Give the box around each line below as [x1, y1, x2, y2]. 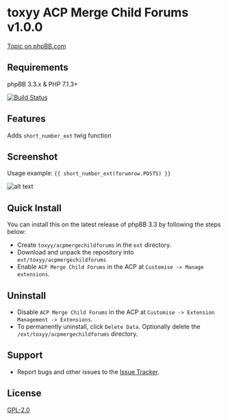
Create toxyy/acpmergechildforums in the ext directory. [16, 241, 172, 249]
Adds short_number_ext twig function [7, 131, 112, 140]
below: [7, 228, 26, 236]
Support [7, 350, 43, 361]
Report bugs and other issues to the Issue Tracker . [16, 367, 160, 376]
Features [7, 113, 46, 124]
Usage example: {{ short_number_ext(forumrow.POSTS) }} [7, 169, 171, 177]
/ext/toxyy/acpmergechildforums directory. [16, 330, 138, 338]
